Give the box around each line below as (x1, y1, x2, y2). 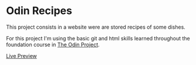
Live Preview (6, 52, 37, 59)
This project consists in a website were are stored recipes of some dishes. (6, 23, 186, 30)
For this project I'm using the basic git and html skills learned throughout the (6, 35, 191, 42)
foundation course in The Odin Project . (6, 41, 100, 48)
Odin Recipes (6, 4, 72, 18)
